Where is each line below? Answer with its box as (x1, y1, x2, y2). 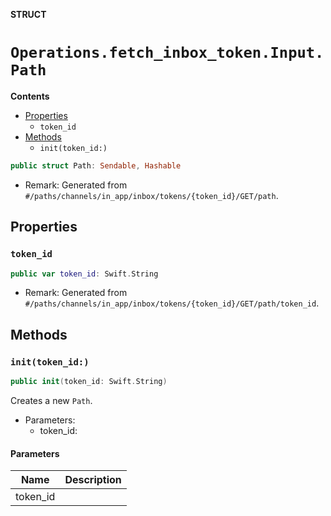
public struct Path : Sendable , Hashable (10, 160, 182, 171)
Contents (10, 90, 50, 102)
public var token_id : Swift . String (10, 269, 159, 279)
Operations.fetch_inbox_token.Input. (10, 44, 325, 63)
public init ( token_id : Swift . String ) (10, 377, 168, 387)
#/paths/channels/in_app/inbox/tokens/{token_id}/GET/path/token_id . (24, 297, 320, 309)
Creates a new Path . (10, 394, 93, 406)
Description (64, 473, 122, 487)
